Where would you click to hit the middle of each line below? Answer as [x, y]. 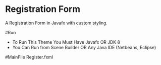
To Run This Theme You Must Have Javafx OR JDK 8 [66, 42]
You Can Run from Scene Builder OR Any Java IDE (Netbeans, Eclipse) [84, 47]
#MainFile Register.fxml [29, 57]
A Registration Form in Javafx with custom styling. [56, 23]
